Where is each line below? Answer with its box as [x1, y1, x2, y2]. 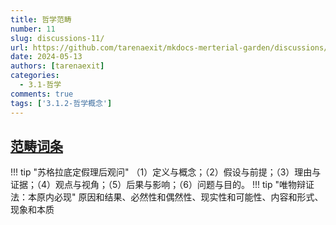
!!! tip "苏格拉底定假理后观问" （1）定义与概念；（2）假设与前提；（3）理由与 [10, 166, 322, 178]
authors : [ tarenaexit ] [10, 61, 105, 71]
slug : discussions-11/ [10, 33, 105, 43]
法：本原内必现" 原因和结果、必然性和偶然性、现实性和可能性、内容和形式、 [10, 191, 324, 203]
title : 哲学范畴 [10, 14, 72, 25]
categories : [10, 71, 60, 81]
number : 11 [10, 24, 56, 34]
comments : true [10, 89, 74, 99]
